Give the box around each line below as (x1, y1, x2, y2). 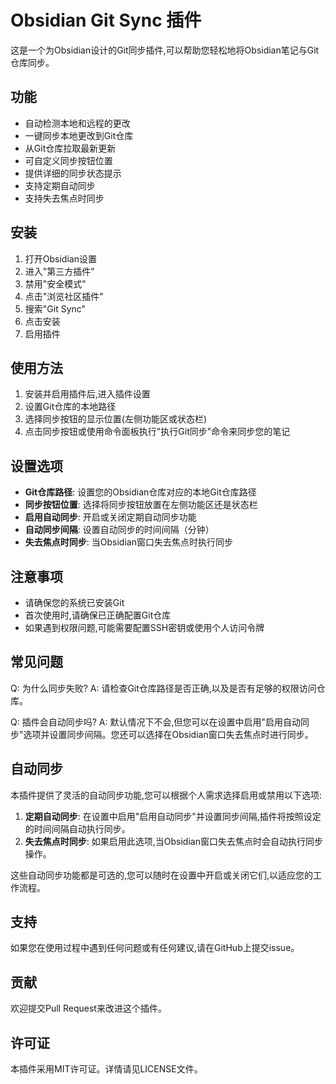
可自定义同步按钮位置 (24, 154, 113, 166)
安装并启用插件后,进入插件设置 (24, 388, 151, 400)
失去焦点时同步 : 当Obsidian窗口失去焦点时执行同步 (24, 536, 233, 548)
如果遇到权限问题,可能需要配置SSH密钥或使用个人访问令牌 (24, 622, 265, 633)
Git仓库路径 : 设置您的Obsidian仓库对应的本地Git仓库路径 (24, 486, 257, 498)
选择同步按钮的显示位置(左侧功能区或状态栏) (24, 413, 208, 425)
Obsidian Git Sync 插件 (10, 9, 202, 32)
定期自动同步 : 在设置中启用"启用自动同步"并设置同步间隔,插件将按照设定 (24, 810, 322, 822)
